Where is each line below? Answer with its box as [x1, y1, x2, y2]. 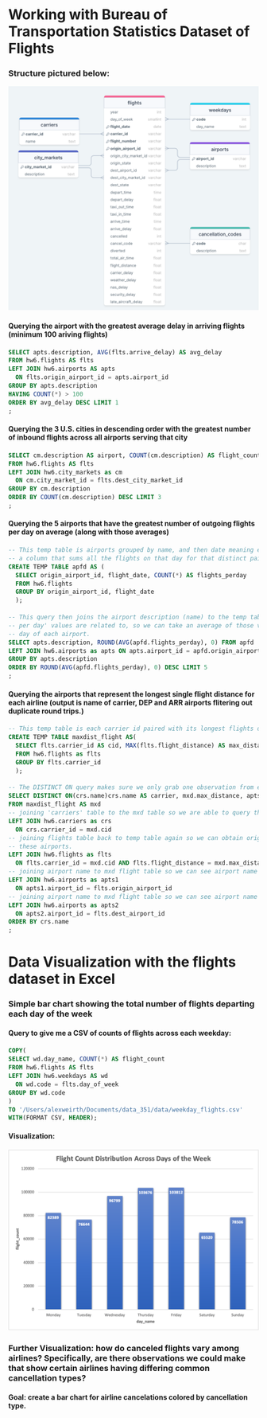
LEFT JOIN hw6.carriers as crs [8, 817, 112, 825]
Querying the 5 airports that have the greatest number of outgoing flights [8, 519, 256, 529]
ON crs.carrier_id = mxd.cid [15, 826, 112, 834]
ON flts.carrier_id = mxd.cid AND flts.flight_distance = [15, 859, 212, 867]
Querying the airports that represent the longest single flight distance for [8, 689, 255, 698]
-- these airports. [8, 842, 73, 850]
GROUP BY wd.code [8, 1088, 66, 1096]
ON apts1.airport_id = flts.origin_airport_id [15, 884, 172, 893]
